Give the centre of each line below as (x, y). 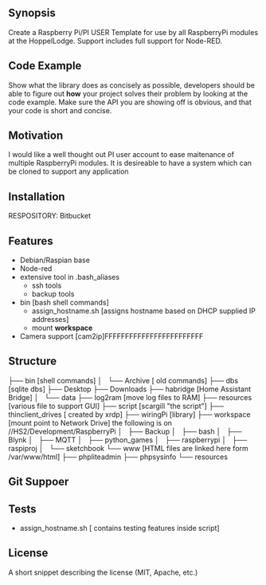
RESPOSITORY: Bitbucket (50, 216)
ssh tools (47, 285)
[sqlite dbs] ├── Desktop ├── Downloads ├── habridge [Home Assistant (130, 389)
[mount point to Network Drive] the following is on (90, 422)
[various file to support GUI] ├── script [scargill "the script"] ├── (116, 406)
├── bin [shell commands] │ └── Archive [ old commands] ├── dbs (123, 380)
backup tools (53, 294)
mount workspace (62, 328)
